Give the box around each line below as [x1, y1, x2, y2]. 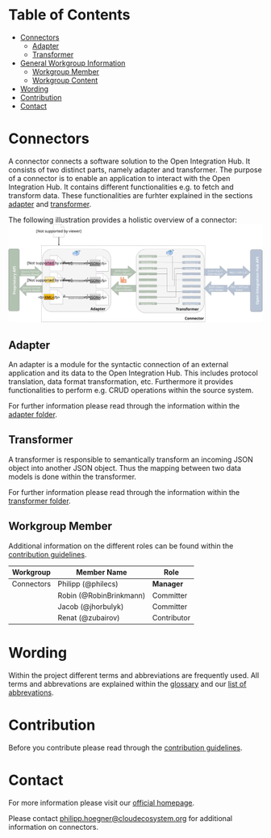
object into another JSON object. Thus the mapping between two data [8, 463, 242, 472]
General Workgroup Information [19, 58, 126, 68]
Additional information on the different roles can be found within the [8, 540, 234, 551]
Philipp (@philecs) [57, 579, 119, 589]
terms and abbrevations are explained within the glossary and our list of [8, 679, 247, 688]
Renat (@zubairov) [57, 613, 120, 623]
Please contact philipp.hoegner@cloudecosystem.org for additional [8, 813, 232, 823]
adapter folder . [8, 410, 58, 420]
